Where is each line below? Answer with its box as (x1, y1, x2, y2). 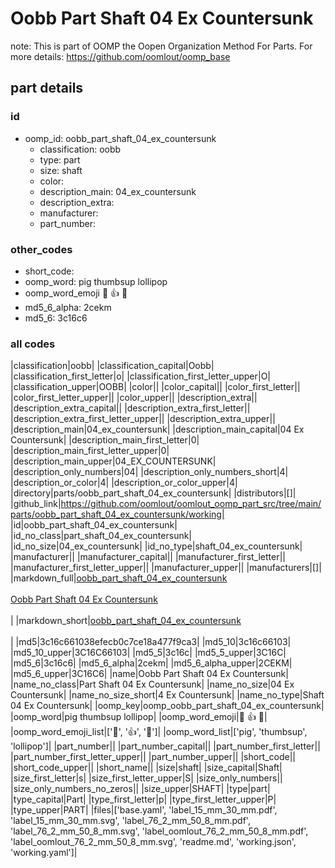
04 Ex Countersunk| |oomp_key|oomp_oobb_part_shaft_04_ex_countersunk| (10, 700, 325, 712)
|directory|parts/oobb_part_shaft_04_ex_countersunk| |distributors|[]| (10, 487, 297, 499)
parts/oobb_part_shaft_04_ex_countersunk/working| (10, 508, 225, 521)
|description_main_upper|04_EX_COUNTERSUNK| (10, 455, 217, 467)
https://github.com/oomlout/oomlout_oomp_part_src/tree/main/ (60, 498, 322, 510)
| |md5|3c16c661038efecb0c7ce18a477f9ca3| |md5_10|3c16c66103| (10, 636, 292, 648)
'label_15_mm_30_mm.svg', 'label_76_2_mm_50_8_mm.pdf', (10, 815, 251, 827)
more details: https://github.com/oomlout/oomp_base (10, 50, 231, 62)
